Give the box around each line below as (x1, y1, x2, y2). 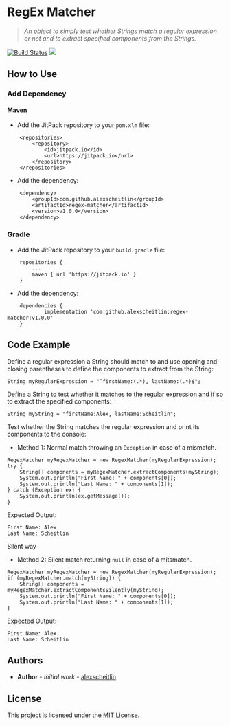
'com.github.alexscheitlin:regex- (90, 308, 189, 315)
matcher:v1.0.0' (7, 314, 54, 321)
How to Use (7, 68, 58, 80)
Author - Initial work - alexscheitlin (16, 673, 117, 681)
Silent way (7, 542, 36, 550)
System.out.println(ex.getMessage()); (19, 492, 130, 499)
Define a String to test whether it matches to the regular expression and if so (7, 390, 224, 398)
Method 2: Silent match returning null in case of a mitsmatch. (16, 555, 192, 564)
